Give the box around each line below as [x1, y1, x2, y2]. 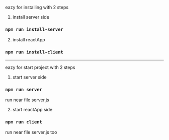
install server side [12, 14, 49, 20]
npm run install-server [5, 26, 64, 32]
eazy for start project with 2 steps [5, 64, 75, 70]
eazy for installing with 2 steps [5, 5, 69, 10]
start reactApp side [12, 106, 53, 112]
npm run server [5, 87, 43, 92]
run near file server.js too [5, 129, 57, 135]
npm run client [5, 119, 43, 125]
